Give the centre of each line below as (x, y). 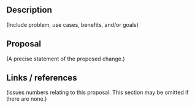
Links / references (42, 78)
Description (29, 10)
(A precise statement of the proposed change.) (66, 59)
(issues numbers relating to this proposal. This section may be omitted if (97, 92)
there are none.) (27, 99)
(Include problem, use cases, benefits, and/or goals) (73, 24)
